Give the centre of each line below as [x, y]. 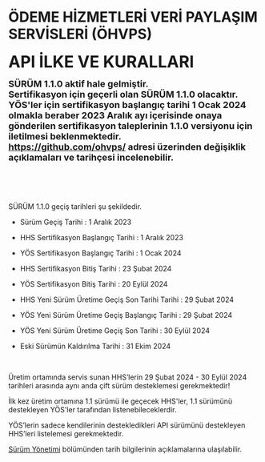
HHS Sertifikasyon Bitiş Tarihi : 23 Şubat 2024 [96, 268]
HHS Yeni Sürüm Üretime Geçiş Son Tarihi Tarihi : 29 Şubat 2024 [127, 299]
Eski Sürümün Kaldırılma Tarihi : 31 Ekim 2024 [95, 346]
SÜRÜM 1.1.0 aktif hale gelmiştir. [79, 84]
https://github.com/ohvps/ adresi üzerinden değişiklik [127, 147]
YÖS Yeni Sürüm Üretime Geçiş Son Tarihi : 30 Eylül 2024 [115, 330]
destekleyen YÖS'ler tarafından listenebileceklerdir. [93, 409]
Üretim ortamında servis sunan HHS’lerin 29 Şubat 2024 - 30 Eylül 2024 [128, 377]
